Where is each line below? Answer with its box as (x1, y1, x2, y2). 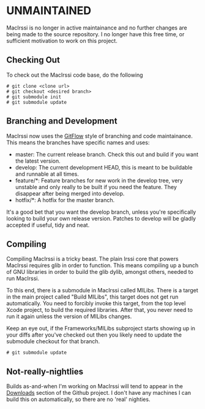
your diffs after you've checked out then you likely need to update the (6, 331, 182, 338)
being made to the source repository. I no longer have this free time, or (6, 30, 185, 37)
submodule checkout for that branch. (6, 338, 100, 345)
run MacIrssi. (6, 275, 40, 282)
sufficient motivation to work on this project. (6, 37, 117, 44)
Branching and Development (6, 116, 117, 127)
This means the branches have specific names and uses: (6, 139, 150, 146)
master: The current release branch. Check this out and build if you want (15, 150, 199, 158)
